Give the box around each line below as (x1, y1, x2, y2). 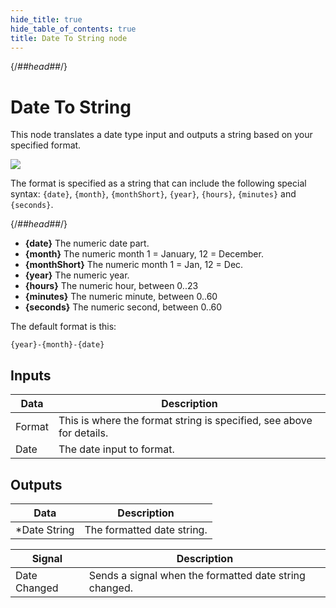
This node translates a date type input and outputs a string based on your (10, 129, 313, 141)
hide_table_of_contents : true (10, 24, 137, 34)
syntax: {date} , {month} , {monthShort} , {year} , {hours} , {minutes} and (10, 188, 297, 200)
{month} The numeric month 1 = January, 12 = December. (24, 248, 264, 260)
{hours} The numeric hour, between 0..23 (24, 280, 199, 292)
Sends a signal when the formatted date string (88, 568, 306, 582)
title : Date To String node (10, 33, 128, 43)
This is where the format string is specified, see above (58, 414, 313, 428)
